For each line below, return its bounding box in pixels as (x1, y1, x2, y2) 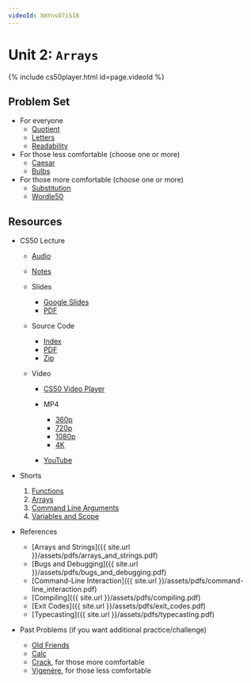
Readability (31, 141, 69, 151)
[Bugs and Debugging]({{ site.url (31, 559, 139, 569)
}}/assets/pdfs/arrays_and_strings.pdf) (31, 551, 158, 560)
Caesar (31, 158, 55, 167)
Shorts (19, 471, 42, 481)
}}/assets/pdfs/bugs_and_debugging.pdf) (31, 568, 167, 577)
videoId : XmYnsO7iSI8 (8, 11, 80, 20)
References (19, 527, 58, 536)
